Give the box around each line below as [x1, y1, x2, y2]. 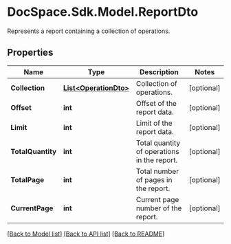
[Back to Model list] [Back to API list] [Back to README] [7, 230, 165, 238]
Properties [7, 47, 54, 58]
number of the [135, 203, 182, 213]
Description [140, 67, 179, 76]
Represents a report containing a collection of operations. [7, 27, 170, 35]
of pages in [135, 175, 173, 184]
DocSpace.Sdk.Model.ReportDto [7, 4, 199, 20]
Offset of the [135, 98, 177, 108]
